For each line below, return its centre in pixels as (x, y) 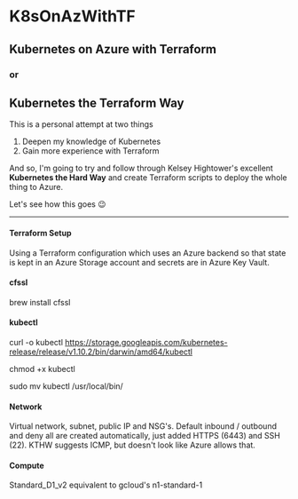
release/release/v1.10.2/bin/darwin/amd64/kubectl (101, 352)
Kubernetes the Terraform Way (97, 103)
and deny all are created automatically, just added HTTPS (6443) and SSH (145, 436)
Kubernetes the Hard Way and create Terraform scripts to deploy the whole (148, 178)
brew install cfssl (40, 302)
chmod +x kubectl (42, 368)
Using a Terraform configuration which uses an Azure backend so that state (148, 253)
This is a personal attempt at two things (81, 124)
